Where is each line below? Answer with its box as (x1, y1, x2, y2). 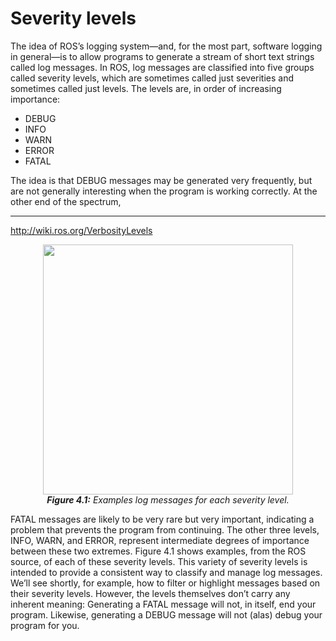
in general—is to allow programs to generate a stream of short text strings (10, 50, 315, 62)
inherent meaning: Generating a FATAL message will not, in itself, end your (10, 598, 317, 610)
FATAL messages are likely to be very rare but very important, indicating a (10, 513, 315, 525)
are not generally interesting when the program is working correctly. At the (10, 185, 318, 197)
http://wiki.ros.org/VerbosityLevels (10, 224, 153, 236)
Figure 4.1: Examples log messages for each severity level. (46, 493, 290, 506)
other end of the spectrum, (10, 195, 122, 207)
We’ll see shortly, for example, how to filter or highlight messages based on (10, 577, 321, 589)
